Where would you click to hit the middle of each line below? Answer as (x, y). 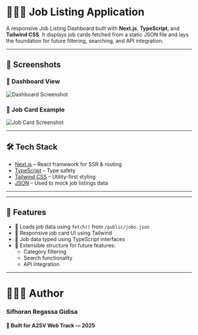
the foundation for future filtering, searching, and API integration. (85, 41)
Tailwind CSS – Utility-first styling (55, 176)
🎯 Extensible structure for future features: (65, 245)
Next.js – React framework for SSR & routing (68, 164)
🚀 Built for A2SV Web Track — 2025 (51, 326)
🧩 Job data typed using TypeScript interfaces (70, 239)
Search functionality (48, 257)
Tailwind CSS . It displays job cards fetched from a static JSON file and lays (98, 34)
